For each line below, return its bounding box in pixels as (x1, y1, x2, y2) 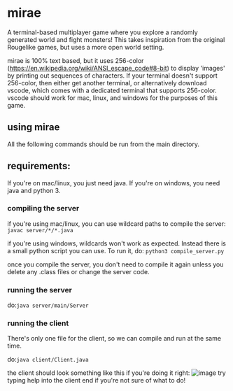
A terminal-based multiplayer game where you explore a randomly (7, 28, 198, 36)
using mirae (7, 121, 60, 134)
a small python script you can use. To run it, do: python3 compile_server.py (7, 246, 225, 255)
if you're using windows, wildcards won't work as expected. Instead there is (7, 239, 226, 248)
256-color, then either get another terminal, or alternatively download (7, 78, 207, 87)
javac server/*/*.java (7, 227, 73, 234)
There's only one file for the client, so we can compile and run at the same (7, 334, 222, 343)
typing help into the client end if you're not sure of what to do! (7, 376, 186, 385)
